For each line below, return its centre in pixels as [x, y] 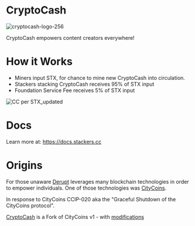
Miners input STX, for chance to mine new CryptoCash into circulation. [100, 77]
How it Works [40, 62]
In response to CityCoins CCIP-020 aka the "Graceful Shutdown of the [91, 199]
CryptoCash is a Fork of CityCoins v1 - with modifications [75, 217]
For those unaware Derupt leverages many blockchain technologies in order [97, 181]
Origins [24, 166]
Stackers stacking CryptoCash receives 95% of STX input [84, 84]
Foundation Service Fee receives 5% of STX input [75, 90]
